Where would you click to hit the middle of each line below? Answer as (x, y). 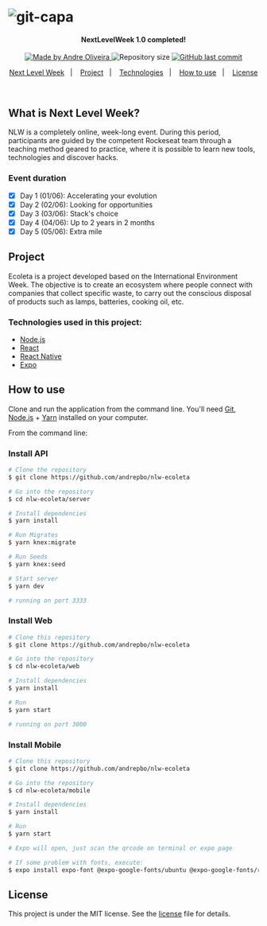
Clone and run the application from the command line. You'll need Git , (122, 409)
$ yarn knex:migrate (43, 543)
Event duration (37, 178)
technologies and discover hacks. (64, 158)
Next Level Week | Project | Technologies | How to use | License (133, 72)
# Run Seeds (28, 557)
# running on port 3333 (48, 601)
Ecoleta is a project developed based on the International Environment (123, 276)
